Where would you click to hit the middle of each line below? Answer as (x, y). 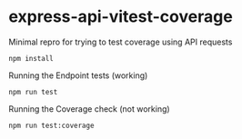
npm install (31, 58)
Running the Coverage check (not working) (89, 109)
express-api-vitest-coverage (121, 17)
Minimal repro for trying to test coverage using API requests (121, 42)
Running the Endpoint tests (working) (78, 75)
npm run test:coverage (51, 125)
